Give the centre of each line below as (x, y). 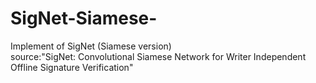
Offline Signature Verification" (72, 67)
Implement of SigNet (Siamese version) (91, 46)
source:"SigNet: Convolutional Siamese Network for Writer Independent (158, 56)
